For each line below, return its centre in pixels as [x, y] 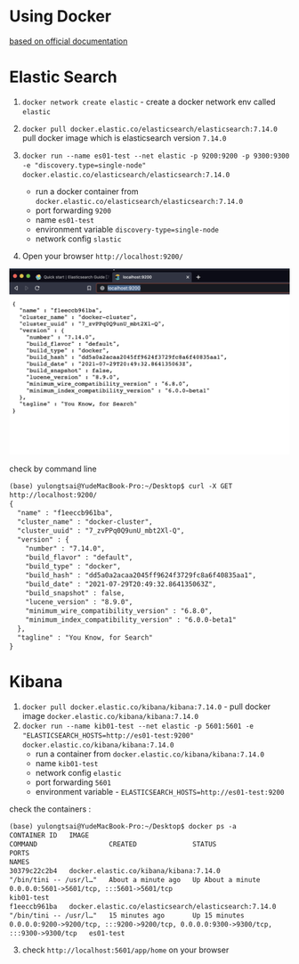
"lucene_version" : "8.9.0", [79, 602]
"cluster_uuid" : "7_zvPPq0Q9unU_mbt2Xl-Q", [101, 531]
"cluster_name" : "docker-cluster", [85, 522]
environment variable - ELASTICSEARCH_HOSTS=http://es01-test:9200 [160, 791]
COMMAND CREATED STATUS [113, 844]
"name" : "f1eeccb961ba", [65, 513]
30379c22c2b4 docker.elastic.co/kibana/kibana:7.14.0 [115, 870]
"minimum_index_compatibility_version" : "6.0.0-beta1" [131, 620]
